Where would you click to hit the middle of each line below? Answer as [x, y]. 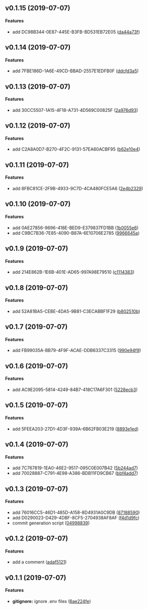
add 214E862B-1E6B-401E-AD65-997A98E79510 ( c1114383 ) [73, 272]
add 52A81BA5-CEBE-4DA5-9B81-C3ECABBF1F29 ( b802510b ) [76, 311]
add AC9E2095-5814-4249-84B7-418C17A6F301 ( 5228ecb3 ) [75, 389]
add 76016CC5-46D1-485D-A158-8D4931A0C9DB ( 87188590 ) [76, 512]
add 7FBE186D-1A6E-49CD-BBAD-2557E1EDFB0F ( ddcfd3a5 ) [75, 71]
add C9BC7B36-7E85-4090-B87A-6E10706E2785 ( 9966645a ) [76, 233]
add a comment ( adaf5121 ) [39, 562]
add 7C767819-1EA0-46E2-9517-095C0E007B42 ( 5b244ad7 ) [75, 468]
